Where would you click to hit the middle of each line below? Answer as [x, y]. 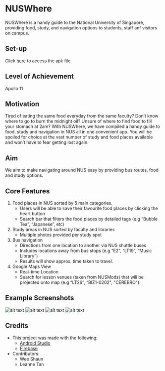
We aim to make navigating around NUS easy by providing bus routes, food [82, 170]
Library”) [29, 256]
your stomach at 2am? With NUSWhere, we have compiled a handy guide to [82, 126]
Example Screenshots [40, 298]
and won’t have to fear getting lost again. [47, 142]
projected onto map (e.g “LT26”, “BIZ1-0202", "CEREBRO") [80, 282]
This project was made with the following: [55, 338]
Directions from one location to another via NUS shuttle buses [83, 245]
